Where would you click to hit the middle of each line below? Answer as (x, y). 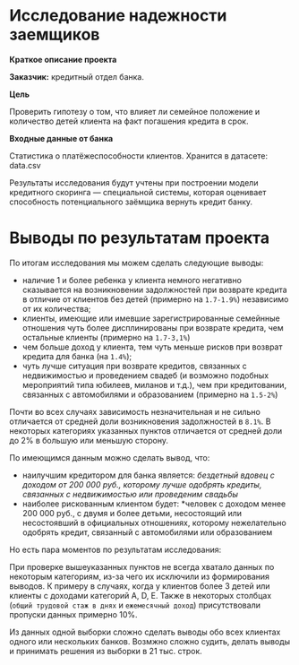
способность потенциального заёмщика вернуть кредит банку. (131, 202)
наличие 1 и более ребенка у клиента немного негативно (132, 280)
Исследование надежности (118, 16)
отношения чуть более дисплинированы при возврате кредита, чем (153, 327)
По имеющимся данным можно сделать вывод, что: (110, 457)
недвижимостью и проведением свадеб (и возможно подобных (145, 375)
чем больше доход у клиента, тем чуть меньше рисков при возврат (152, 347)
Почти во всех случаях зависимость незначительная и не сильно (135, 411)
